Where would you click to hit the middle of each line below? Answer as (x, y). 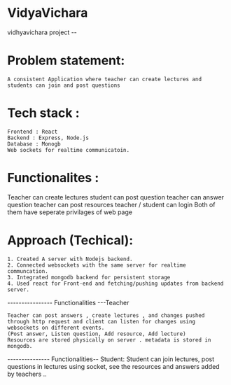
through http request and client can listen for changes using (101, 321)
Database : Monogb (34, 144)
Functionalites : (53, 178)
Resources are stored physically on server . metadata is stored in (109, 340)
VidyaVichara (48, 13)
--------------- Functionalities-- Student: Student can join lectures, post (111, 359)
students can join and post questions (64, 85)
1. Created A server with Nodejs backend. (70, 259)
